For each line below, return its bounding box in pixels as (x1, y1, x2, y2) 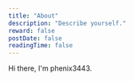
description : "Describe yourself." (8, 19, 127, 27)
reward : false (8, 26, 56, 34)
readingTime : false (8, 42, 73, 50)
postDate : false (8, 34, 62, 43)
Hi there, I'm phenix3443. (8, 63, 93, 73)
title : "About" (8, 11, 59, 20)
